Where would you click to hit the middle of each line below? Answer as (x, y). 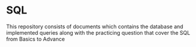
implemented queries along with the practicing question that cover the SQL (98, 32)
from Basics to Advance (36, 39)
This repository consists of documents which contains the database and (95, 26)
